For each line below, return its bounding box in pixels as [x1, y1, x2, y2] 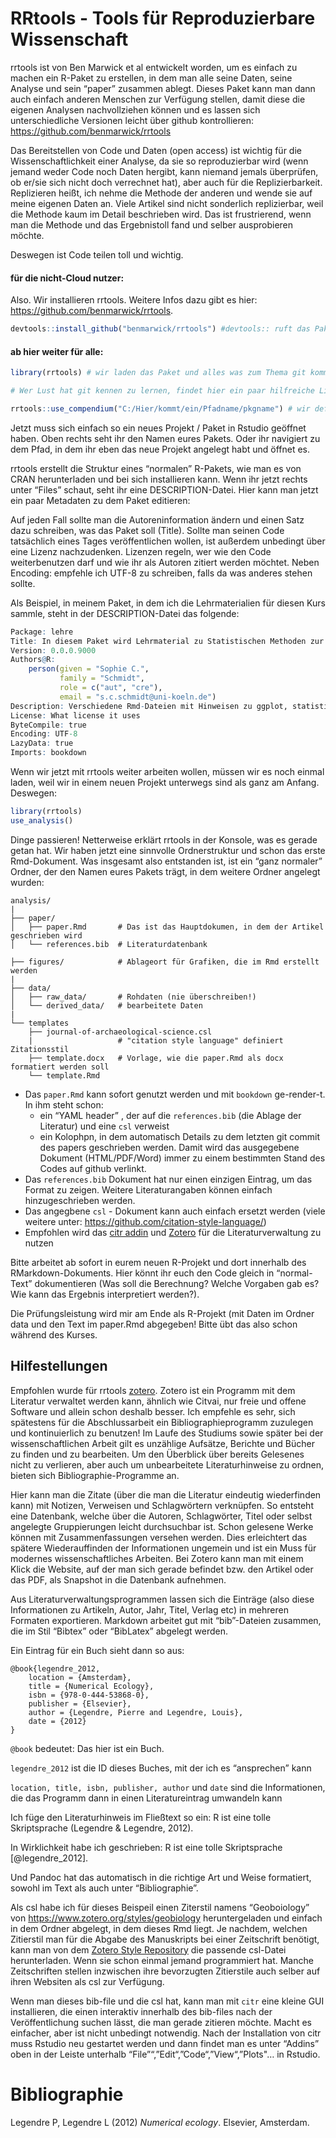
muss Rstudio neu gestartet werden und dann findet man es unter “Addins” [10, 2037, 320, 2049]
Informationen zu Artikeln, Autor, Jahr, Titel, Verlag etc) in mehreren [10, 1603, 289, 1616]
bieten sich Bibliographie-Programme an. [10, 1469, 180, 1481]
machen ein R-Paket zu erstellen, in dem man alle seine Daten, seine [10, 72, 293, 84]
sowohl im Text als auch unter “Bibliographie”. [10, 1882, 199, 1894]
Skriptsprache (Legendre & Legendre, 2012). [10, 1822, 194, 1834]
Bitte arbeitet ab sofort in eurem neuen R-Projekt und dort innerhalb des [10, 1256, 307, 1268]
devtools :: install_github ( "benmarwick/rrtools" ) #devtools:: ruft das [10, 324, 311, 334]
